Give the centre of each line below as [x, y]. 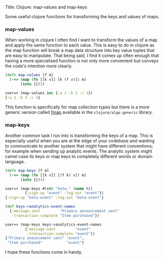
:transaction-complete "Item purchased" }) [55, 215]
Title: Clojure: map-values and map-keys [46, 7]
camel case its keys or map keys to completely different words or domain [79, 156]
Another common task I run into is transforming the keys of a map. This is [79, 135]
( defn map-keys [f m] [27, 170]
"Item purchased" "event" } [46, 243]
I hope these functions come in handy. [44, 252]
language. [15, 161]
